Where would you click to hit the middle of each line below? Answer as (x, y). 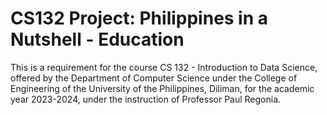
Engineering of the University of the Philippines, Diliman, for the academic (162, 88)
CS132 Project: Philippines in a (139, 18)
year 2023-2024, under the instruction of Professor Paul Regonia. (146, 99)
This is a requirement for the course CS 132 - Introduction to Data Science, (164, 67)
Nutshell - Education (97, 39)
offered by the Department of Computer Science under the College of (154, 78)
